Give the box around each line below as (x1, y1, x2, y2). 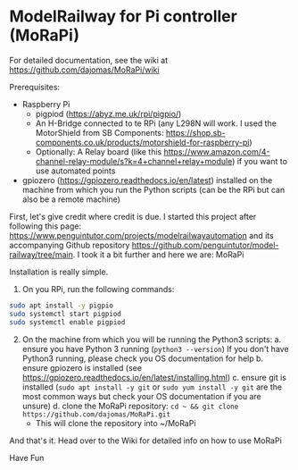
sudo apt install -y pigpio (9, 301, 114, 310)
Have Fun (9, 452, 45, 463)
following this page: (9, 221, 82, 231)
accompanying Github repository (9, 239, 130, 250)
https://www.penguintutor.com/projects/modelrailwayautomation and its (9, 230, 274, 240)
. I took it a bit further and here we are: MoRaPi (72, 248, 244, 260)
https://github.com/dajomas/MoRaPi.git (21, 409, 171, 419)
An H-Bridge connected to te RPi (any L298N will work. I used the (35, 118, 277, 129)
